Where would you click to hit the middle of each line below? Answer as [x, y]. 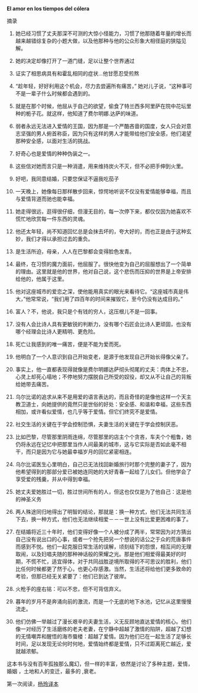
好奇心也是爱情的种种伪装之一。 [54, 153]
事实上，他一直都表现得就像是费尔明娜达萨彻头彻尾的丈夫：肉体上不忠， [103, 369]
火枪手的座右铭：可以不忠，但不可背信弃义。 [70, 589]
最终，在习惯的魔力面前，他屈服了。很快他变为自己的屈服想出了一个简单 [103, 264]
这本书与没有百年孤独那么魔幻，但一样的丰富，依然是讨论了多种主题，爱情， [100, 664]
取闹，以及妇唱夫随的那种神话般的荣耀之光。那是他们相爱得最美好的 [98, 554]
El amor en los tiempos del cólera [48, 9]
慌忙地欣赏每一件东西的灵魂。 [51, 219]
